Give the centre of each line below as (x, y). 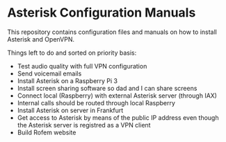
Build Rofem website (47, 132)
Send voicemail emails (49, 73)
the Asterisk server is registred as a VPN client (84, 125)
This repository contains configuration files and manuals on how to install (112, 32)
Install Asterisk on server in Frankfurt (70, 110)
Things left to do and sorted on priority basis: (72, 53)
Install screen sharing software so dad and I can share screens (107, 88)
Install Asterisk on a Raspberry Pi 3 (67, 80)
